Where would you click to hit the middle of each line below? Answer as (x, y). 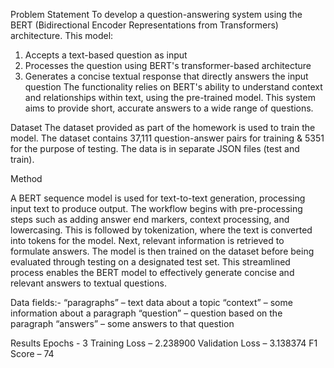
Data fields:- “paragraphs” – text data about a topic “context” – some (151, 302)
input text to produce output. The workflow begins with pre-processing (156, 208)
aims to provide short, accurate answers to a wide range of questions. (169, 108)
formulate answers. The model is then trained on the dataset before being (162, 251)
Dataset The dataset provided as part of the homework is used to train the (163, 127)
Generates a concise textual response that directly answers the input (166, 76)
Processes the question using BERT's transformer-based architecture (168, 65)
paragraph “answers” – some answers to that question (122, 323)
